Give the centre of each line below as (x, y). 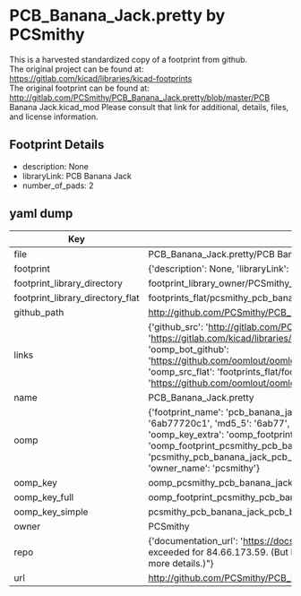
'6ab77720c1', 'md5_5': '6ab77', (219, 423)
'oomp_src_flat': (181, 371)
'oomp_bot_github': (188, 349)
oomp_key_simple (51, 512)
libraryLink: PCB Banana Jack (77, 176)
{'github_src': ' (178, 326)
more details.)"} (181, 563)
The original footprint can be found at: (79, 88)
